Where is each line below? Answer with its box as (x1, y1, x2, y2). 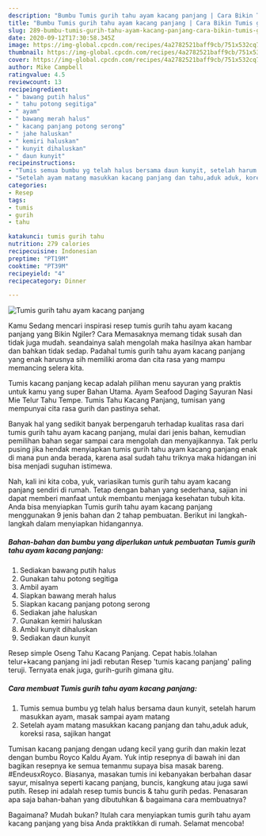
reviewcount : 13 (8, 78, 62, 86)
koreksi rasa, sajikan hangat (19, 729, 111, 738)
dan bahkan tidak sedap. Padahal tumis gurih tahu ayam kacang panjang (8, 346, 245, 356)
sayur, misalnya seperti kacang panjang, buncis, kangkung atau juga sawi (8, 778, 249, 788)
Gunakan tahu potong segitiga (19, 574, 119, 584)
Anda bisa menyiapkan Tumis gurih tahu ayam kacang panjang (8, 502, 213, 512)
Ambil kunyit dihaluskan (19, 625, 97, 634)
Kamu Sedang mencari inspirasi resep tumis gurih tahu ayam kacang (8, 321, 233, 330)
